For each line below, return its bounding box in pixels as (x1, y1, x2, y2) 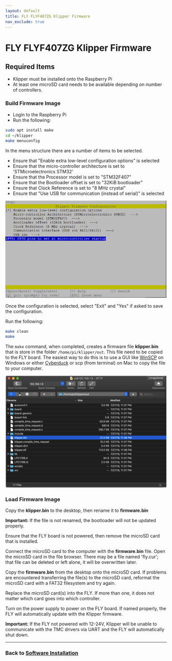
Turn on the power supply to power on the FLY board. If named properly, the (5, 605, 166, 612)
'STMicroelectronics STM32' (12, 169, 74, 175)
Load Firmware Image (5, 495, 60, 503)
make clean (5, 329, 29, 334)
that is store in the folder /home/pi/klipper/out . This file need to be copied (5, 349, 163, 355)
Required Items (5, 62, 55, 71)
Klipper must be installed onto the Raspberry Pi (12, 76, 113, 82)
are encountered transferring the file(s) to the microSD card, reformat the (5, 574, 160, 581)
